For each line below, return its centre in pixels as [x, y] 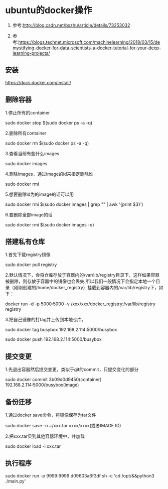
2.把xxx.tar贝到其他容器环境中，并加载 [45, 436]
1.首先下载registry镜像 [28, 255]
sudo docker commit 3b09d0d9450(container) [53, 380]
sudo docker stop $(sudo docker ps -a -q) [49, 123]
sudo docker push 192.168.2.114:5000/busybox [53, 339]
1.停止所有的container [28, 112]
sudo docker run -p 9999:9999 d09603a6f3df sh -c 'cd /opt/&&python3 [80, 475]
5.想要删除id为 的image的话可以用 [40, 194]
